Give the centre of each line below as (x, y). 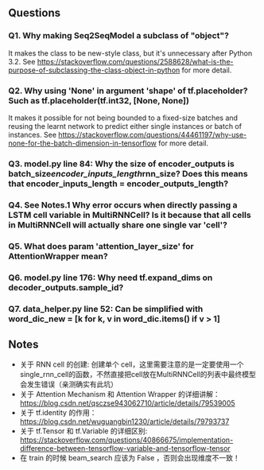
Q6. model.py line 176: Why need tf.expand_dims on (111, 278)
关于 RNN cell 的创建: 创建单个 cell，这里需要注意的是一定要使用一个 (132, 364)
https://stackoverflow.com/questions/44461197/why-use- (153, 134)
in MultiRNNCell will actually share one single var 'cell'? (118, 224)
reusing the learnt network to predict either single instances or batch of (125, 126)
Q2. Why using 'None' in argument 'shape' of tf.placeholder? (128, 91)
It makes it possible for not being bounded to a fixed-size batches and (123, 118)
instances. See (33, 134)
